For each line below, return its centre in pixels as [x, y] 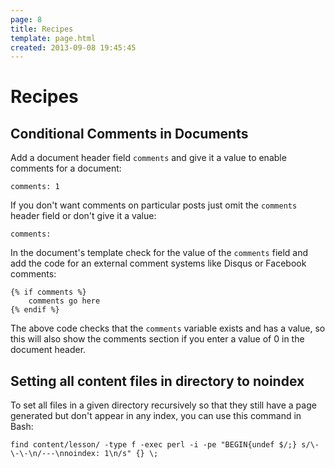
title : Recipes [42, 29]
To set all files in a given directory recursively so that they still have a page [163, 405]
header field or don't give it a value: [83, 216]
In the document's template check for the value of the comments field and [159, 253]
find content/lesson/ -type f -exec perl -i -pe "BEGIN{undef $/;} [154, 445]
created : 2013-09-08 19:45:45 [73, 47]
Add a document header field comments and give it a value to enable [148, 158]
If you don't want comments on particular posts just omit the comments [154, 205]
